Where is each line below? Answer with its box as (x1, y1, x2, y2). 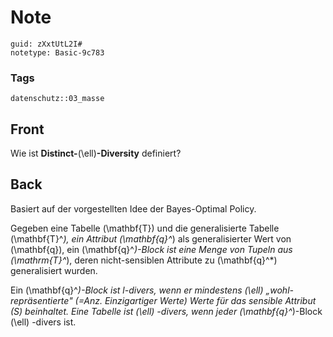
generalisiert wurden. (10, 264, 98, 276)
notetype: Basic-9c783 (10, 47, 105, 58)
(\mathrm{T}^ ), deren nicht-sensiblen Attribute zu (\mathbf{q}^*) (10, 254, 278, 266)
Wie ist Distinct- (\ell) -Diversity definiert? (10, 147, 182, 160)
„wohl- (265, 284, 294, 296)
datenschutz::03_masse (10, 94, 105, 104)
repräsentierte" (10, 294, 73, 306)
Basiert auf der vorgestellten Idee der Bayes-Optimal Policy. (10, 202, 257, 215)
